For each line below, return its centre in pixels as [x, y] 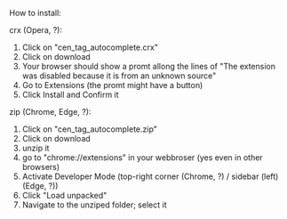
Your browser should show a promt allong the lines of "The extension [148, 66]
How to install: [36, 13]
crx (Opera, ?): [36, 30]
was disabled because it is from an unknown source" [119, 76]
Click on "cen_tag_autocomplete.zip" [90, 129]
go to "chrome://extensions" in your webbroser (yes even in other [143, 158]
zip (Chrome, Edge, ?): [50, 112]
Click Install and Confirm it [70, 94]
